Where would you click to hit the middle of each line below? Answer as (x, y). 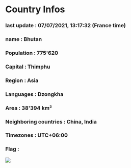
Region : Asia (22, 80)
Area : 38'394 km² (29, 108)
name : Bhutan (24, 39)
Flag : (12, 149)
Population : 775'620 (32, 53)
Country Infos (35, 9)
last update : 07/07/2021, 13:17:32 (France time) (65, 26)
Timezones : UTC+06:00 (36, 135)
